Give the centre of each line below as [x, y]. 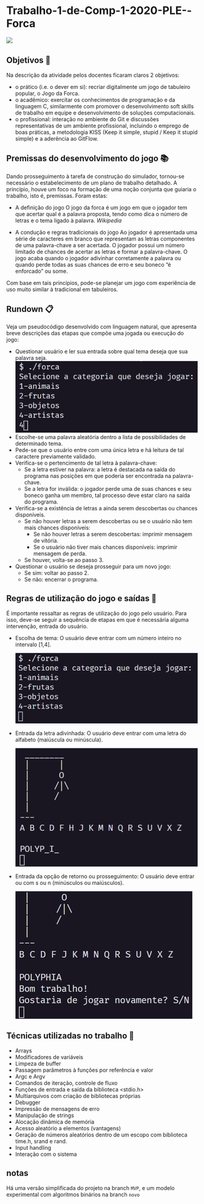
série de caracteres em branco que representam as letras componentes [105, 239]
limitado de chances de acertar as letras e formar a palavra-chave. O [101, 252]
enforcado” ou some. [42, 271]
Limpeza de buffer [38, 1063]
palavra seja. [31, 358]
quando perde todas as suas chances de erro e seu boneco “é [93, 264]
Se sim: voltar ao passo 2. [56, 572]
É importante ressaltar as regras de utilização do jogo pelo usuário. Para [97, 613]
